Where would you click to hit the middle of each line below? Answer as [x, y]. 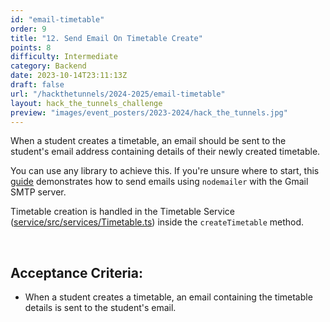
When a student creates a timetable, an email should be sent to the [148, 141]
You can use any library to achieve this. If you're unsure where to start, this [165, 171]
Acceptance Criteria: [76, 272]
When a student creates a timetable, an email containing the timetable [168, 297]
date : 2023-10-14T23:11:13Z [69, 76]
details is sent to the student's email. [100, 308]
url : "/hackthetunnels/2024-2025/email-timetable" [118, 94]
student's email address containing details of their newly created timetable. [165, 152]
